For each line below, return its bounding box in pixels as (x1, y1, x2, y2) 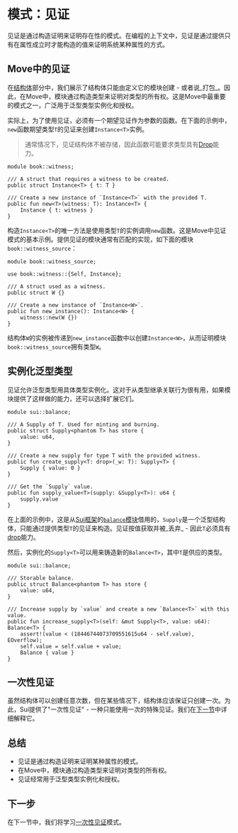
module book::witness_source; (7, 258, 97, 265)
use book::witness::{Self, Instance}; (7, 271, 122, 278)
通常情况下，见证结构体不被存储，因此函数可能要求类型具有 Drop (24, 140, 213, 148)
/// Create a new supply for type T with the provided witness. (7, 452, 201, 459)
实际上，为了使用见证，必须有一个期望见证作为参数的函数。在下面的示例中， (7, 116, 231, 124)
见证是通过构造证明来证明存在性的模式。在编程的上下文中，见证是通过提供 (7, 31, 225, 40)
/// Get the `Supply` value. (7, 483, 93, 490)
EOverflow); (7, 636, 42, 643)
